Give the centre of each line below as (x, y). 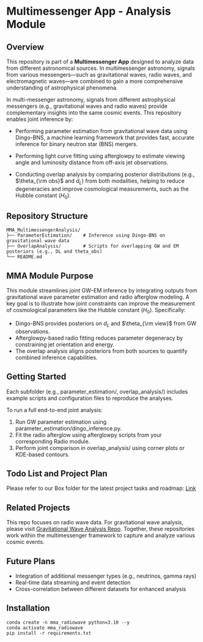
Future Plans (31, 561)
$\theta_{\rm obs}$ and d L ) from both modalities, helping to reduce (100, 182)
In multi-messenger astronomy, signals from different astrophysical (91, 100)
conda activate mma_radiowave (45, 628)
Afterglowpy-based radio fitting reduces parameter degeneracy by (99, 338)
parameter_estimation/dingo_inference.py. (68, 428)
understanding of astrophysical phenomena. (62, 88)
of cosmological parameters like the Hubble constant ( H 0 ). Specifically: (96, 311)
